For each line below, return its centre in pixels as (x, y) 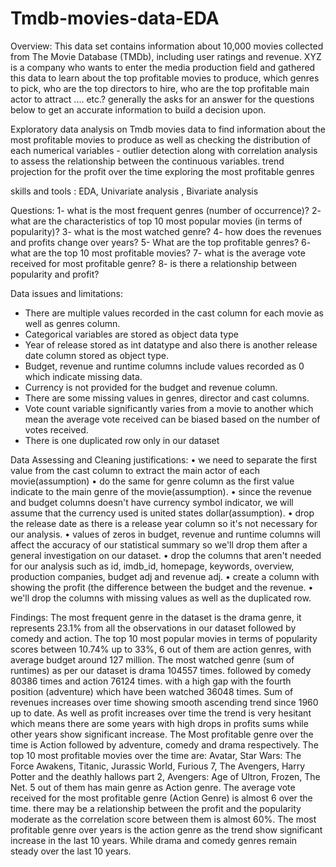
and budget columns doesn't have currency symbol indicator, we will (152, 502)
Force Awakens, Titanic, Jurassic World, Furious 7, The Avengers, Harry (158, 766)
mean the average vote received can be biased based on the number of (172, 419)
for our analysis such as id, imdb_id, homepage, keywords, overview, (152, 566)
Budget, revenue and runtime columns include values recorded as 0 (164, 366)
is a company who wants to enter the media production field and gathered (163, 67)
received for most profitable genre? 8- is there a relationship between (154, 263)
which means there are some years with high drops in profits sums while (159, 723)
